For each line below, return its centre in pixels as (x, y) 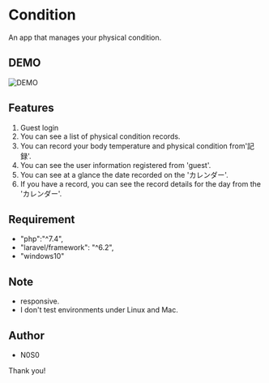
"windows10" (42, 256)
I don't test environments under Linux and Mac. (99, 310)
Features (31, 108)
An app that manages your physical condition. (85, 37)
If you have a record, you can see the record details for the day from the (141, 183)
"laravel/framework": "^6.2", (67, 247)
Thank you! (27, 370)
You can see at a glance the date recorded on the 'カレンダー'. (124, 174)
